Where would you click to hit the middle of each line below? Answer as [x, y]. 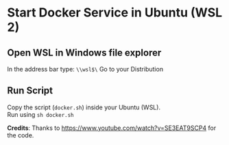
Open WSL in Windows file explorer [84, 53]
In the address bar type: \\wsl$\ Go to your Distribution [85, 69]
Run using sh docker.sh [40, 114]
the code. [21, 135]
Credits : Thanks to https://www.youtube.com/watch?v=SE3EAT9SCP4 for [112, 128]
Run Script [30, 91]
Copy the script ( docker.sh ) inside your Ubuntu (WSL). [84, 107]
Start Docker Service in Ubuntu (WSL [115, 13]
